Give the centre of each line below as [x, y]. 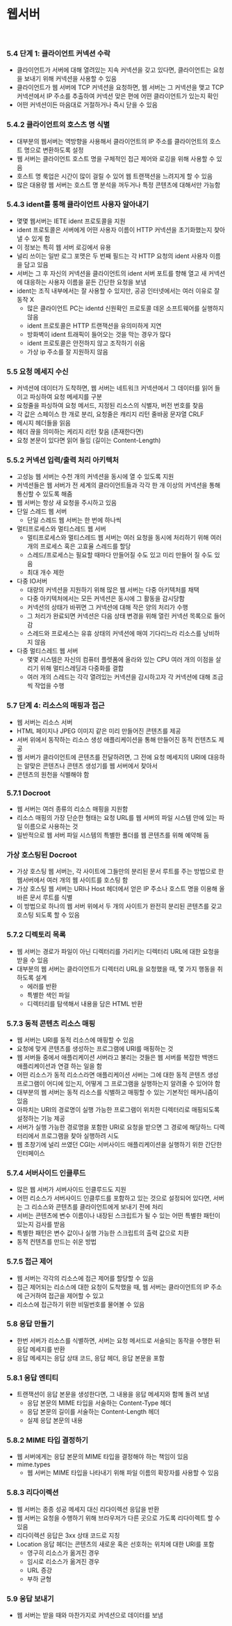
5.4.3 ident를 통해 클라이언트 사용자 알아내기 [78, 204]
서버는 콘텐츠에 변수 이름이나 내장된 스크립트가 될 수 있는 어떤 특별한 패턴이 [118, 1216]
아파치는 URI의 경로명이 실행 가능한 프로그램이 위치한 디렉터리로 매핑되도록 [118, 1109]
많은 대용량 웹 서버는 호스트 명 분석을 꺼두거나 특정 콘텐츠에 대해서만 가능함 [118, 185]
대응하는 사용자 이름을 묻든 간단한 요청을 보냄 [85, 282]
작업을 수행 [49, 686]
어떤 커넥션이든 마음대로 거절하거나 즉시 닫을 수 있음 [87, 105]
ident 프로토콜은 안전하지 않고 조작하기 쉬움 [86, 343]
